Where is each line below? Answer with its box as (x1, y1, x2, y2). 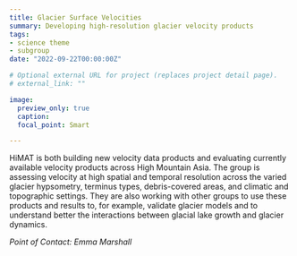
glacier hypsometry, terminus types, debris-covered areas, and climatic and (9, 181, 289, 192)
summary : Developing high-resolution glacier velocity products (9, 21, 254, 30)
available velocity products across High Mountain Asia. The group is (9, 162, 260, 173)
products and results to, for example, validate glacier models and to (9, 201, 259, 211)
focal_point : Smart (17, 120, 90, 130)
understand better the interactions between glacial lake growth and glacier (9, 209, 284, 220)
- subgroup (9, 47, 50, 55)
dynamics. (9, 219, 47, 230)
